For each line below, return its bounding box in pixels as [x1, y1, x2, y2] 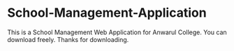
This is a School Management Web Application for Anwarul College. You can [7, 28, 227, 36]
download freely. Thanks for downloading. [7, 35, 129, 43]
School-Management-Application [7, 5, 207, 21]
